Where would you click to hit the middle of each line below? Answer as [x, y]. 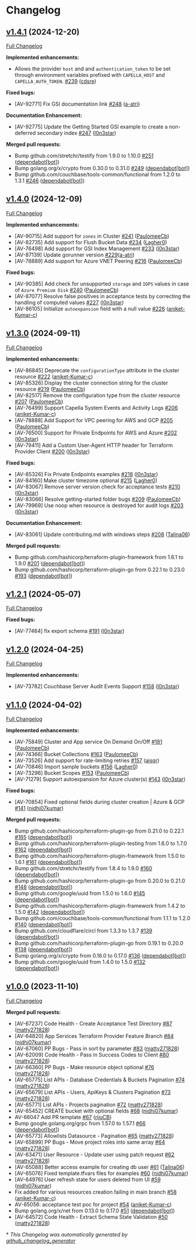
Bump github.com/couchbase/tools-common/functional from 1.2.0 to [97, 174]
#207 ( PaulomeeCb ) [39, 401]
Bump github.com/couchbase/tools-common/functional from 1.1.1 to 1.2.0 [102, 918]
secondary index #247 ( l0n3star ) [77, 133]
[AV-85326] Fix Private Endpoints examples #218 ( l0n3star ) [86, 474]
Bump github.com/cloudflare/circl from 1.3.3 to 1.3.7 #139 [83, 931]
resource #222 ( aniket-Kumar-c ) [54, 376]
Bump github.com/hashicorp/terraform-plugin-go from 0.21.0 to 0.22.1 [99, 831]
